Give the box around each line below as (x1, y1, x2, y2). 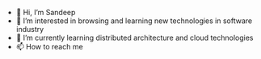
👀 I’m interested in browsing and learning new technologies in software (15, 16, 253, 26)
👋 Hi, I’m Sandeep (15, 8, 76, 17)
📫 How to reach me (15, 42, 83, 51)
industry (15, 25, 44, 33)
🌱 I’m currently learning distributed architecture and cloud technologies (15, 33, 254, 42)
